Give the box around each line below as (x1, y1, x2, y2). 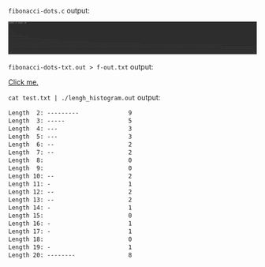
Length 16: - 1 (8, 220, 132, 228)
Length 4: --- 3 (8, 125, 132, 133)
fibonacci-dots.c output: (8, 6, 91, 15)
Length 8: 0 (8, 156, 132, 164)
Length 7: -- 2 (8, 149, 132, 156)
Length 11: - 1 (8, 180, 132, 188)
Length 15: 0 (8, 212, 132, 220)
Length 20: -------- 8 (8, 251, 132, 259)
